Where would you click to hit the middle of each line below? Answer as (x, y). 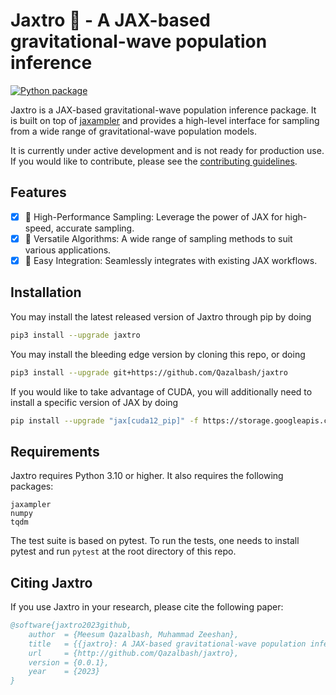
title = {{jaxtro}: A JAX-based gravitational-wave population (167, 644)
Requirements (55, 451)
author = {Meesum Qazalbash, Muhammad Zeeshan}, (134, 634)
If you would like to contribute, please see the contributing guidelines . (154, 161)
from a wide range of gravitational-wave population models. (134, 131)
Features (38, 192)
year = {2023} (64, 672)
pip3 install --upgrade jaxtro (75, 335)
